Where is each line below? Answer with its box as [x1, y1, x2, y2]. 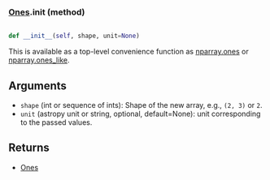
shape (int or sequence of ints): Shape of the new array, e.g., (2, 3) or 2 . [20, 100, 263, 109]
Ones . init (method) [8, 6, 85, 18]
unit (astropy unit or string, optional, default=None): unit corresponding [20, 109, 261, 118]
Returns [8, 141, 50, 155]
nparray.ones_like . [8, 55, 70, 65]
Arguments [8, 79, 67, 92]
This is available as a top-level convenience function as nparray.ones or [8, 47, 250, 57]
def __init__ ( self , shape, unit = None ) [8, 32, 140, 41]
